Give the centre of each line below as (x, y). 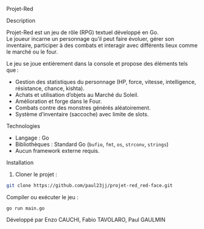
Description (21, 20)
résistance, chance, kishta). (50, 88)
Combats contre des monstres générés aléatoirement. (83, 108)
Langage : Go (32, 138)
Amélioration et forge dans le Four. (58, 101)
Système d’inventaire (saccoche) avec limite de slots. (82, 114)
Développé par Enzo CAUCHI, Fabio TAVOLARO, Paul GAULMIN (86, 219)
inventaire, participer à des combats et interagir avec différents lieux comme (102, 45)
